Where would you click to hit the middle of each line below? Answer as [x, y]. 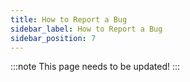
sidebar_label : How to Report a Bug [86, 29]
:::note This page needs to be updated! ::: [95, 67]
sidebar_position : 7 [53, 38]
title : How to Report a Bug [69, 19]
